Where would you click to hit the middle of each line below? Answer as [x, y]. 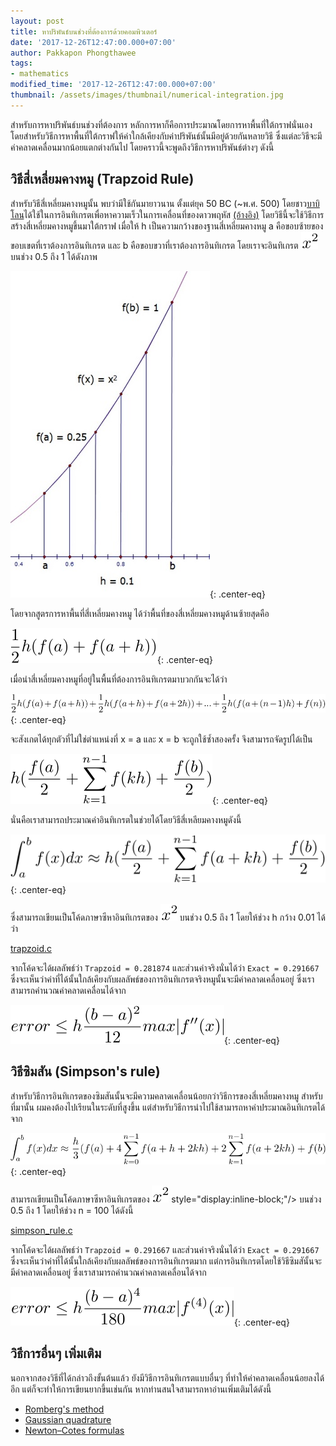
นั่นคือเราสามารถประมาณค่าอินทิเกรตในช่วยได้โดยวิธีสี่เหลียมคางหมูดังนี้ [126, 820]
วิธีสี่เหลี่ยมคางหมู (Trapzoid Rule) [102, 179]
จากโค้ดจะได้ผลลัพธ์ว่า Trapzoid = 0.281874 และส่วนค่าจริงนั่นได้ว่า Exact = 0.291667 [165, 968]
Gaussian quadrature [68, 1419]
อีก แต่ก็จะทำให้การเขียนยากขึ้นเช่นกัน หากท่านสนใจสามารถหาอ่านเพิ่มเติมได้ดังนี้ [141, 1389]
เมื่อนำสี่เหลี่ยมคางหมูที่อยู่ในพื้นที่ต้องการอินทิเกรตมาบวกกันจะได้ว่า [119, 679]
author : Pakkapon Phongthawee [73, 53]
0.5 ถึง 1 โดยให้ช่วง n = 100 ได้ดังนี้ [72, 1210]
